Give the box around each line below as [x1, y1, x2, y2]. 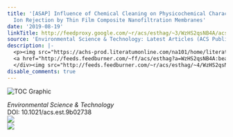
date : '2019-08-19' [7, 23, 64, 30]
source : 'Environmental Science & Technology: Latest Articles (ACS [7, 36, 209, 43]
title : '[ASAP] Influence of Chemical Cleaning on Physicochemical [7, 10, 207, 17]
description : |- [7, 42, 54, 49]
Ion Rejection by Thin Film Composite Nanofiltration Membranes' [13, 17, 207, 24]
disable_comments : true [7, 68, 76, 75]
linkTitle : [7, 29, 39, 37]
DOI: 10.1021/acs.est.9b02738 [7, 108, 92, 116]
